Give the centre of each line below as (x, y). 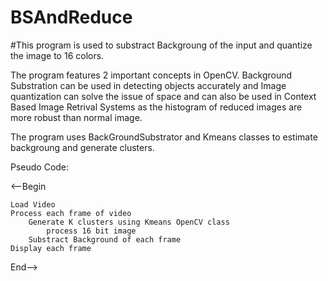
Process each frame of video (71, 213)
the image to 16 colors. (57, 55)
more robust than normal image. (76, 117)
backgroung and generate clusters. (82, 147)
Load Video (33, 204)
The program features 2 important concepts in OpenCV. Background (151, 75)
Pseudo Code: (40, 167)
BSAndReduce (71, 17)
